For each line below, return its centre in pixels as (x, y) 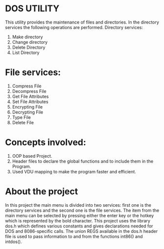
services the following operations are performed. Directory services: (74, 27)
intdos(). (13, 242)
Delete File (23, 122)
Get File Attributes (30, 96)
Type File (21, 117)
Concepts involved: (46, 142)
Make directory (27, 37)
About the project (42, 192)
